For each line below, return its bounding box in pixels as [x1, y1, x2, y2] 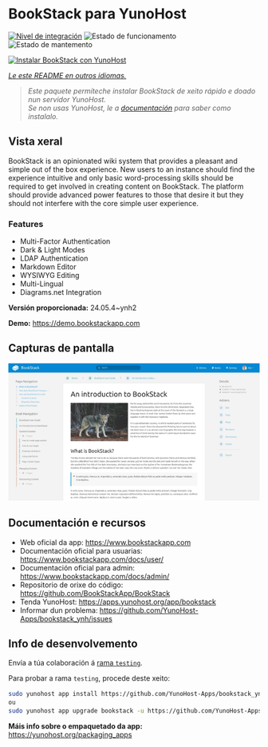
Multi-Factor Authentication [19, 236, 111, 246]
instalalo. [27, 111, 58, 121]
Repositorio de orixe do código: [19, 580, 124, 590]
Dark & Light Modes [19, 245, 85, 255]
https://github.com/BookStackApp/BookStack [19, 588, 171, 598]
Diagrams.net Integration [19, 288, 102, 297]
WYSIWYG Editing [19, 271, 80, 280]
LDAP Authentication [19, 253, 89, 264]
